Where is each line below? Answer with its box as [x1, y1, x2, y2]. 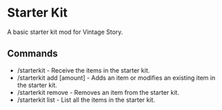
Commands [7, 48, 59, 59]
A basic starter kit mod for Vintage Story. [7, 28, 123, 36]
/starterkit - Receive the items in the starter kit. [17, 66, 150, 74]
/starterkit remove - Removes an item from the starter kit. [17, 88, 179, 96]
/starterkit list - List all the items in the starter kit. [17, 95, 155, 104]
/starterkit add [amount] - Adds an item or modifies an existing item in [17, 73, 216, 82]
